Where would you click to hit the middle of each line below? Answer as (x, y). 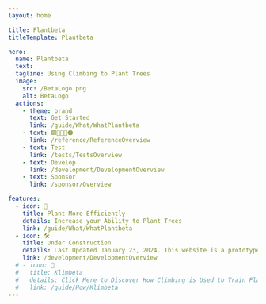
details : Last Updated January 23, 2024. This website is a (123, 251)
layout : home (30, 15)
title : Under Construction (67, 243)
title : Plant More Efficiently (74, 214)
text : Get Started (59, 118)
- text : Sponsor (49, 177)
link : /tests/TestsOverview (76, 155)
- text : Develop (49, 162)
